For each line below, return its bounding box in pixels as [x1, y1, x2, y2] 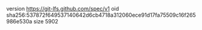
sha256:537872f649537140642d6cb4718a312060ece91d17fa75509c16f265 [6, 11, 196, 19]
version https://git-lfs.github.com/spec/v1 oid [6, 5, 120, 12]
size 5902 [33, 18, 59, 25]
